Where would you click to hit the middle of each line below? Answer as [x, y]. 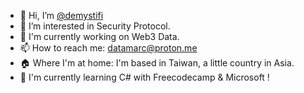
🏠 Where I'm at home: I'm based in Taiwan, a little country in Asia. [157, 63]
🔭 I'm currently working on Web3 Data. [99, 36]
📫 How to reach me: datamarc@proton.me [108, 48]
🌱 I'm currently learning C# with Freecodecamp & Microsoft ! [144, 77]
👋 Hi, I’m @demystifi [61, 15]
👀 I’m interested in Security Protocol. [95, 26]
